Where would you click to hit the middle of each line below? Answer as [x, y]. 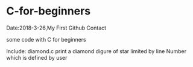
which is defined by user [37, 57]
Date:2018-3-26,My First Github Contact [56, 28]
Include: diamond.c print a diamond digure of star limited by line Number [96, 51]
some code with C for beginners [46, 39]
